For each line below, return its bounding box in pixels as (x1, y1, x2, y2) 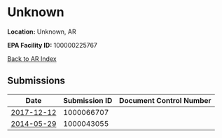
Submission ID (62, 95, 113, 105)
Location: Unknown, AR (7, 27, 76, 36)
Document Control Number (118, 95, 211, 105)
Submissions (7, 75, 65, 87)
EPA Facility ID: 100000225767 (7, 41, 98, 49)
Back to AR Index (7, 54, 57, 63)
